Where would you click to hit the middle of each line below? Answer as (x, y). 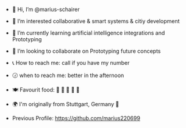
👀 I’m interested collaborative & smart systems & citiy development (96, 21)
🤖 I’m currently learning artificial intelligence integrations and (88, 33)
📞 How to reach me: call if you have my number (71, 63)
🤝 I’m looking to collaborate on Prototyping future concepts (86, 51)
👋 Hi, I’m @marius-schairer (46, 9)
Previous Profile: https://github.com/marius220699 (76, 118)
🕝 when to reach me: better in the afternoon (68, 75)
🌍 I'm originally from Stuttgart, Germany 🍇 (66, 104)
